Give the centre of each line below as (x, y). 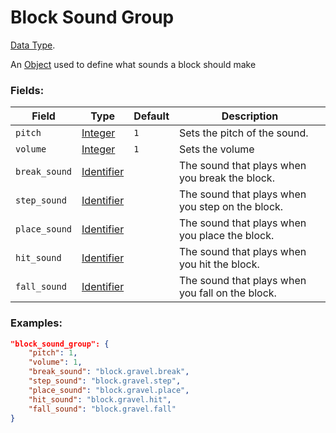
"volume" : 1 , (55, 362)
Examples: (36, 323)
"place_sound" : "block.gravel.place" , (109, 390)
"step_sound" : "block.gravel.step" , (105, 381)
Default (151, 116)
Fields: (27, 90)
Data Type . (33, 45)
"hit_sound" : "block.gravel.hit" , (100, 399)
